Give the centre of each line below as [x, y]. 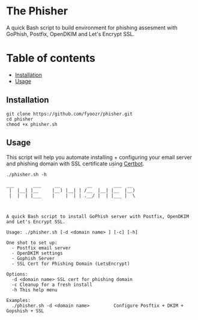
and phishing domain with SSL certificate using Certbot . [75, 164]
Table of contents [51, 58]
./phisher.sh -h [26, 174]
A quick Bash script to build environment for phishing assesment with [92, 28]
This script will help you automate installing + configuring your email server [99, 157]
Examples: [19, 300]
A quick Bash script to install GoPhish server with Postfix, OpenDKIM [97, 216]
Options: [17, 274]
